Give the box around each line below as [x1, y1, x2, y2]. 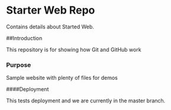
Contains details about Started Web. [6, 23, 95, 30]
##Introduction [6, 34, 43, 41]
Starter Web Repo [6, 4, 95, 17]
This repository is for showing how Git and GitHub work [6, 46, 141, 53]
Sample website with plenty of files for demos [6, 75, 118, 82]
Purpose [6, 60, 31, 69]
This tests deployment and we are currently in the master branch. [6, 97, 166, 104]
